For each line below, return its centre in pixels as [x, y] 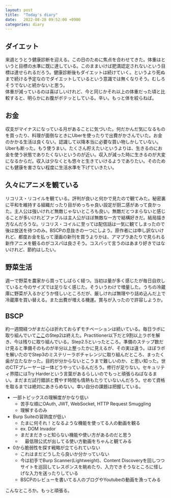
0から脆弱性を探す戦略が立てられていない [56, 448]
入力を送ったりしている [54, 473]
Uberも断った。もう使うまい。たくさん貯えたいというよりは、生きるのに [82, 148]
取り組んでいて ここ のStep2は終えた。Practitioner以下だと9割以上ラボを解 [83, 335]
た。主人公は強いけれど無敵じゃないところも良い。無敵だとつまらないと [81, 211]
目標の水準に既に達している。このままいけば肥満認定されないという [90, 66]
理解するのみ [34, 410]
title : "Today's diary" [32, 15]
